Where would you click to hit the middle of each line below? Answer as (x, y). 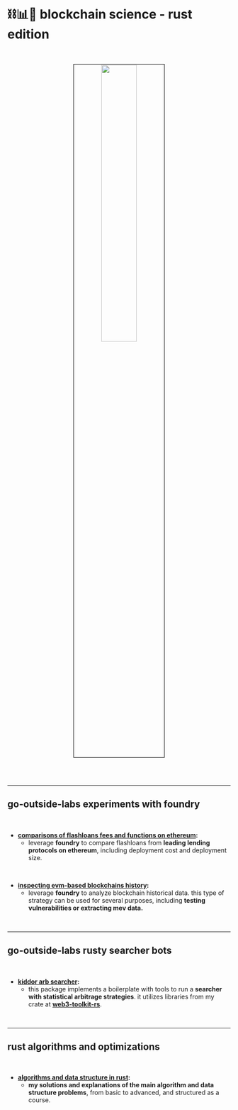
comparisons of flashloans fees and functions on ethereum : (108, 835)
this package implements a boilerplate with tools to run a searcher (125, 989)
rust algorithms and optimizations (84, 1046)
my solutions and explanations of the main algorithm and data (121, 1085)
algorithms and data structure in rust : (74, 1077)
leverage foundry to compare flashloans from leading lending (119, 842)
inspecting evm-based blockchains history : (83, 885)
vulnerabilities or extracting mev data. (86, 908)
